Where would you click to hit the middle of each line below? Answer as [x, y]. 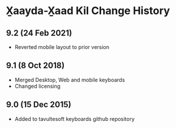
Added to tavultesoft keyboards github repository [74, 119]
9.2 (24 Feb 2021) [39, 33]
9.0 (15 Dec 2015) [39, 105]
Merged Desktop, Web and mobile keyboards [70, 80]
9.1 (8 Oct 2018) [35, 66]
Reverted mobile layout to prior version [62, 47]
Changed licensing [38, 86]
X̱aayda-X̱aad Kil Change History [88, 11]
